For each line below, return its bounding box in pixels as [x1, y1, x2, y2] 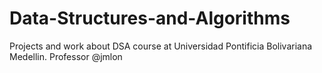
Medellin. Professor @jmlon [9, 50, 123, 62]
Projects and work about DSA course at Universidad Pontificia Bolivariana [9, 40, 313, 52]
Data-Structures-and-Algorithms [9, 7, 291, 30]
